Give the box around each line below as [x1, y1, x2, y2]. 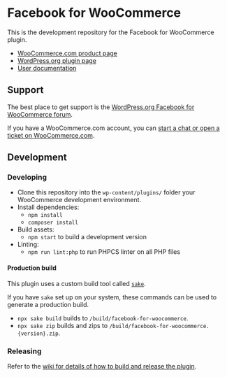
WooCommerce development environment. [17, 196, 142, 204]
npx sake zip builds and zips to [17, 321, 108, 329]
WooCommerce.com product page [17, 49, 117, 57]
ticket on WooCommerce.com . [7, 131, 95, 139]
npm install [27, 212, 63, 219]
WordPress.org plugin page [17, 56, 96, 64]
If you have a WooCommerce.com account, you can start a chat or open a [7, 124, 220, 132]
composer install [27, 219, 79, 227]
